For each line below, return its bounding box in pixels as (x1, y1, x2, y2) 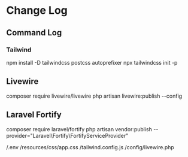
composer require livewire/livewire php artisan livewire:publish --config (6, 92, 183, 99)
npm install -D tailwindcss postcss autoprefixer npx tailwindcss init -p (6, 59, 178, 66)
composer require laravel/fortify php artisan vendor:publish (6, 125, 153, 132)
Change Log (6, 4, 68, 17)
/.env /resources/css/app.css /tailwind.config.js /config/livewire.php (6, 143, 175, 150)
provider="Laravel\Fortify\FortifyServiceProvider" (6, 132, 129, 139)
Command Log (6, 28, 62, 38)
